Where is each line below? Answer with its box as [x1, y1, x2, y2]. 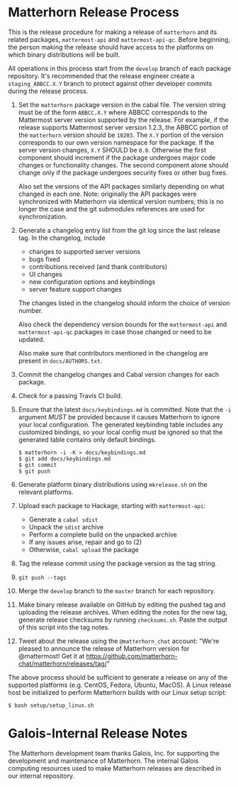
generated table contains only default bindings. [18, 435, 157, 444]
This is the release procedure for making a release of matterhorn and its [8, 28, 217, 36]
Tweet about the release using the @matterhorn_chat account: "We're [18, 637, 220, 645]
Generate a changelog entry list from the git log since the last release [18, 226, 220, 234]
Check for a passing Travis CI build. [18, 391, 123, 400]
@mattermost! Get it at [18, 651, 85, 660]
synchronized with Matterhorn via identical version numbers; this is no [18, 197, 224, 206]
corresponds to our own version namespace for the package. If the [18, 138, 215, 146]
